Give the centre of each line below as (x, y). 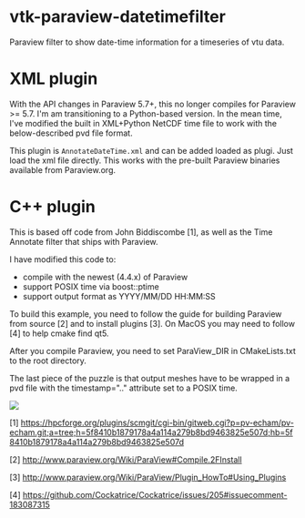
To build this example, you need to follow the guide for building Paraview (146, 314)
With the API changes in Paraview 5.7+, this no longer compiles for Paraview (152, 104)
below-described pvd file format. (71, 133)
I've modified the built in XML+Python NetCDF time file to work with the (143, 123)
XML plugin (54, 79)
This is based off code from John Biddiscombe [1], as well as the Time (141, 232)
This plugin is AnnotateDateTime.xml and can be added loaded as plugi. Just (152, 150)
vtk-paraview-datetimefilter (117, 17)
